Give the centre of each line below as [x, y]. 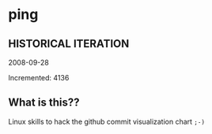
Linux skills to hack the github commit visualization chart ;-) [107, 121]
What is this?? [44, 103]
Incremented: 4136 [39, 78]
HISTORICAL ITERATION [69, 44]
